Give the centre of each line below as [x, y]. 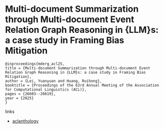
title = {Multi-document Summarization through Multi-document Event [78, 68]
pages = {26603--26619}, [30, 94]
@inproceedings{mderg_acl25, [35, 64]
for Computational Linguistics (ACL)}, [46, 89]
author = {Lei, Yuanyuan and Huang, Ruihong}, [54, 81]
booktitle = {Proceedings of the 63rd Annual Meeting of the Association [82, 85]
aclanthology [25, 121]
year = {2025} [20, 98]
